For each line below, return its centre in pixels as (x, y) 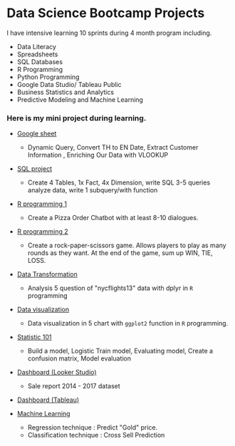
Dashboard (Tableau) (48, 400)
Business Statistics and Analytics (66, 92)
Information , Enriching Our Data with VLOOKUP (98, 155)
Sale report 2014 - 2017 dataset (74, 386)
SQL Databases (40, 61)
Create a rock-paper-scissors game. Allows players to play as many (127, 245)
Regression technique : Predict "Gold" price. (93, 427)
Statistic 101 (34, 337)
